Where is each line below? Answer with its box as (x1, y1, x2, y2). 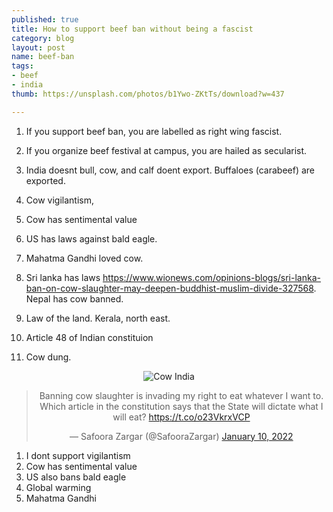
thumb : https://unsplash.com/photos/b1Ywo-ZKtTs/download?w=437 (11, 89, 285, 99)
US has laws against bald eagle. (25, 232, 158, 245)
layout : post (11, 42, 66, 53)
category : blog (11, 33, 75, 43)
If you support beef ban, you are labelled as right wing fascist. (25, 125, 283, 137)
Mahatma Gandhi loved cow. (25, 252, 144, 264)
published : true (11, 14, 79, 25)
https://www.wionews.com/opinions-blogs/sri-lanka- (102, 271, 321, 283)
